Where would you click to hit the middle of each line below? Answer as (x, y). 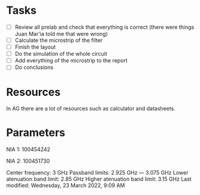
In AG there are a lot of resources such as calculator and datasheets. (91, 109)
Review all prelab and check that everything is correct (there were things (104, 27)
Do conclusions (34, 67)
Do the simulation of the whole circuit (61, 54)
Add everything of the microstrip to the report (71, 61)
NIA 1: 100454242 (28, 149)
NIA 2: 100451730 (28, 161)
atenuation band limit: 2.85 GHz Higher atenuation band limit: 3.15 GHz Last (99, 179)
